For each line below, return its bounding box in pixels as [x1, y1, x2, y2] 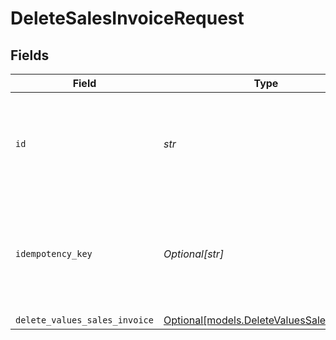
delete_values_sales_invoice [15, 315, 154, 326]
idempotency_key [15, 248, 93, 259]
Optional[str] [163, 247, 225, 261]
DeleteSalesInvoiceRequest [10, 7, 245, 30]
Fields [10, 47, 50, 64]
